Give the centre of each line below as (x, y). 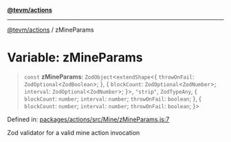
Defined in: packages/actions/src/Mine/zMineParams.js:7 (88, 119)
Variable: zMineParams (75, 58)
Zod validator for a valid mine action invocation (74, 132)
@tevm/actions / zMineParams (51, 30)
